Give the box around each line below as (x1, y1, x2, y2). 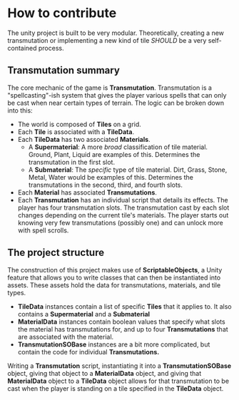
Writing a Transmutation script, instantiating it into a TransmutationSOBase (7, 361, 232, 370)
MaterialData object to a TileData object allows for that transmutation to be (7, 376, 230, 385)
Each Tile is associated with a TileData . (17, 127, 134, 136)
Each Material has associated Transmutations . (17, 188, 157, 197)
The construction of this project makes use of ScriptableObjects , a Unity (7, 265, 223, 274)
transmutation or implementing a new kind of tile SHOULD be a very (7, 36, 207, 44)
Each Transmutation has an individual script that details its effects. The (17, 195, 228, 204)
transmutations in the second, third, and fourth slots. (28, 180, 183, 189)
